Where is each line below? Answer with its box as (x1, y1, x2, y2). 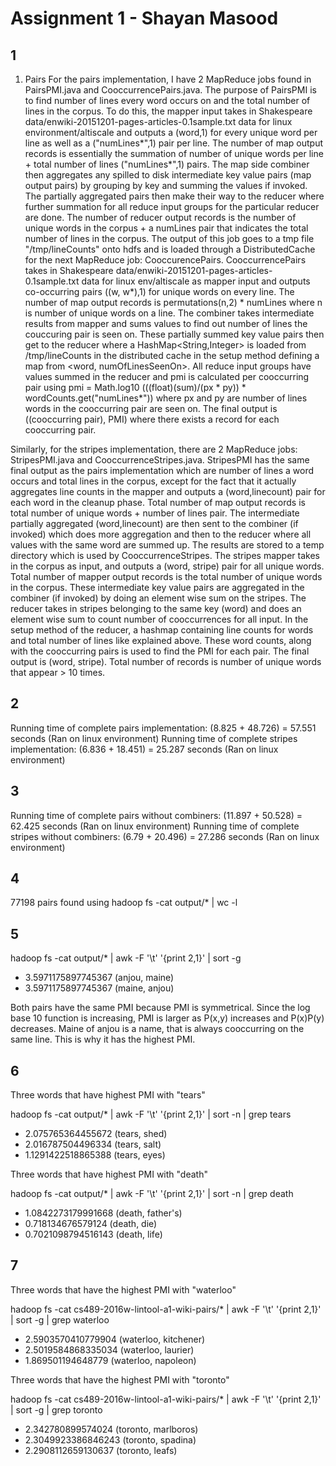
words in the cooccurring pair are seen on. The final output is (24, 403, 278, 414)
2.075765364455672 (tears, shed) (24, 1128, 168, 1140)
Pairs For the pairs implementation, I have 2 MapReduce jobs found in (24, 73, 312, 85)
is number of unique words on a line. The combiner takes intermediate (24, 307, 315, 319)
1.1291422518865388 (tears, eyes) (24, 1149, 166, 1161)
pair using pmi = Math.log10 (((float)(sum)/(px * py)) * (24, 382, 247, 393)
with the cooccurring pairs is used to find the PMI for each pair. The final (10, 645, 310, 657)
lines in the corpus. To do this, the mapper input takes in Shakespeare (24, 105, 313, 117)
